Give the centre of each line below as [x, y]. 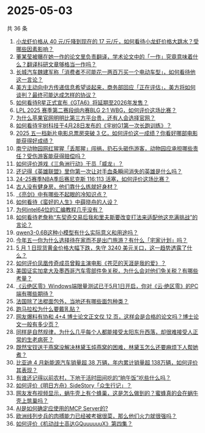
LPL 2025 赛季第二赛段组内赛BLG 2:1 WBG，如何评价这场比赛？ [96, 110]
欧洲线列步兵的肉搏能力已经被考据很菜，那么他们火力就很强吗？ [96, 416]
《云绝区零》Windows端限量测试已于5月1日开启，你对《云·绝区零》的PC [107, 286]
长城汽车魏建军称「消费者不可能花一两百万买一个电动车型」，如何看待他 [106, 72]
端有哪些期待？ [35, 294]
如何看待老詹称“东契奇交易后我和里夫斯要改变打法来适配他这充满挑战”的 [107, 217]
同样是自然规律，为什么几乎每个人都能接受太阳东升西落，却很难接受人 [104, 331]
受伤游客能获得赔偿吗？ [56, 156]
